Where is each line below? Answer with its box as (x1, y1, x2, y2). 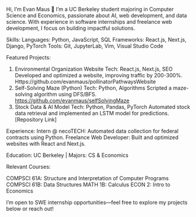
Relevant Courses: (6, 163, 51, 170)
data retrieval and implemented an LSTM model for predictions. (14, 110, 169, 117)
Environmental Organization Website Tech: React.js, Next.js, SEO (14, 65, 173, 73)
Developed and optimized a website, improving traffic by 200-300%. (14, 72, 183, 78)
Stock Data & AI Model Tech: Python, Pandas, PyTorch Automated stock (14, 103, 191, 110)
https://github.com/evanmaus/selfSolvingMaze (14, 97, 130, 104)
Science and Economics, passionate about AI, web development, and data (6, 12, 188, 19)
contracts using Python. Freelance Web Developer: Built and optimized (6, 134, 179, 141)
